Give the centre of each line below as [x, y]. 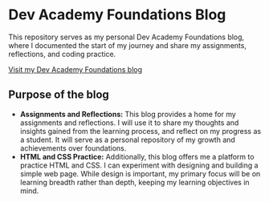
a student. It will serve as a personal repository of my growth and [127, 139]
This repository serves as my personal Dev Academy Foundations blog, [126, 37]
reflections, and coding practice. [62, 54]
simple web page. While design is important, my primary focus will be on [140, 173]
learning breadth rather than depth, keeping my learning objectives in [135, 182]
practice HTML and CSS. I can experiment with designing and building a [139, 165]
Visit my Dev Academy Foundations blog [75, 69]
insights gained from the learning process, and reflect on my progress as [141, 131]
